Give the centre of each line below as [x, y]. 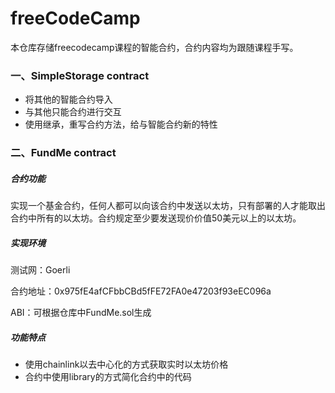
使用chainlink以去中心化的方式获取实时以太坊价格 [126, 364]
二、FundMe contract [63, 153]
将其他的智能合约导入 [68, 99]
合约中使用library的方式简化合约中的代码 [108, 377]
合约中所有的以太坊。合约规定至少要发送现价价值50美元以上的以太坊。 [156, 218]
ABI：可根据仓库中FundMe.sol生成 [81, 313]
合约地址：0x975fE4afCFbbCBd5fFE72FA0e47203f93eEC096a [141, 291]
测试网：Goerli [40, 270]
